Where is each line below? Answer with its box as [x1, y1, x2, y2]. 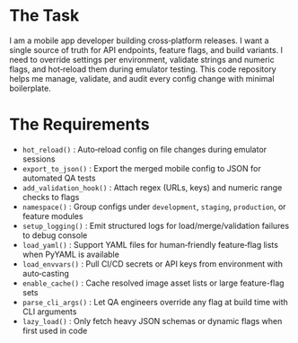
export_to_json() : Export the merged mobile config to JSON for [22, 163, 262, 173]
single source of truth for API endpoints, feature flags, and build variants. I [9, 44, 284, 55]
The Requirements [9, 114, 150, 135]
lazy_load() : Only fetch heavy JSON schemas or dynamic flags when [22, 315, 283, 326]
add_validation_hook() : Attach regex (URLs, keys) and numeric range [22, 181, 283, 193]
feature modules [22, 210, 83, 221]
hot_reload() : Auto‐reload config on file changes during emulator [22, 144, 267, 154]
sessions [22, 154, 56, 164]
